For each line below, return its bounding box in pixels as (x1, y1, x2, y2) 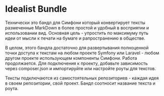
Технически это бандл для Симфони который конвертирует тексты (5, 20, 145, 25)
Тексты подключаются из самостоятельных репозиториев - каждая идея (5, 75, 159, 81)
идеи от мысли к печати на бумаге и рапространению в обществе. (5, 35, 145, 41)
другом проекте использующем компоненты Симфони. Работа (5, 55, 137, 61)
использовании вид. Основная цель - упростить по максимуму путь (5, 30, 148, 36)
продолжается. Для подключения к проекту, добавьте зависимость (5, 60, 148, 66)
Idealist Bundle (5, 3, 67, 15)
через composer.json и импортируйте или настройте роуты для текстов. (5, 65, 156, 72)
